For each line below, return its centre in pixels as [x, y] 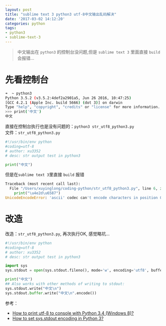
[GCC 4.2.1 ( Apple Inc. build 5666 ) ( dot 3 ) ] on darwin [64, 102]
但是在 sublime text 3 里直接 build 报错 [45, 175]
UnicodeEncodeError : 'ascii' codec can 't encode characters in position [82, 198]
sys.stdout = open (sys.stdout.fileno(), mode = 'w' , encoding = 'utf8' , [77, 270]
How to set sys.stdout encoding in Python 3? [58, 318]
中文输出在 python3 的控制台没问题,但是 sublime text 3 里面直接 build [89, 52]
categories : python [25, 23]
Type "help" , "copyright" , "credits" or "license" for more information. [83, 107]
